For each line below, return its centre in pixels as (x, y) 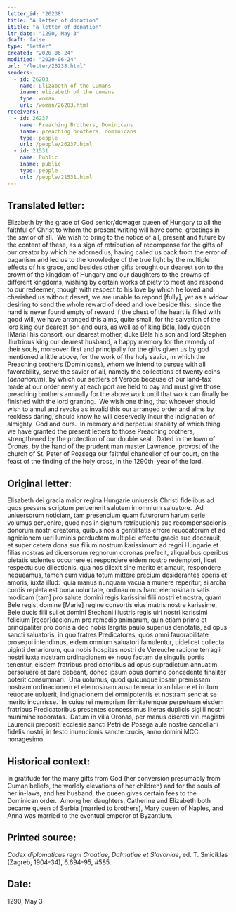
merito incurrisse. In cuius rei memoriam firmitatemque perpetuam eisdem (116, 702)
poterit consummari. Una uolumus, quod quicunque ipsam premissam (109, 679)
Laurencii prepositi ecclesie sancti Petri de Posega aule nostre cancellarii (113, 724)
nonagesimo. (26, 739)
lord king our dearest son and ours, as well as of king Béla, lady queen (109, 327)
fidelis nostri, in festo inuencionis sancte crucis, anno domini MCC (103, 732)
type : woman (37, 99)
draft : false (26, 40)
